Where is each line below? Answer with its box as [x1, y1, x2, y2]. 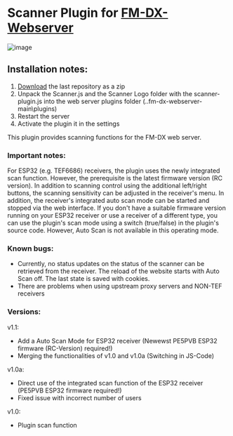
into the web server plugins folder [44, 97, 142, 105]
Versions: [7, 307, 41, 317]
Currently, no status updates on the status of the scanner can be [17, 260, 205, 268]
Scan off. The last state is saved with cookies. [17, 275, 150, 283]
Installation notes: [7, 63, 88, 75]
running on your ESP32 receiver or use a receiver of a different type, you [7, 211, 218, 220]
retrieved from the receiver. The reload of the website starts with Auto [17, 267, 220, 275]
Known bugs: [7, 244, 54, 253]
